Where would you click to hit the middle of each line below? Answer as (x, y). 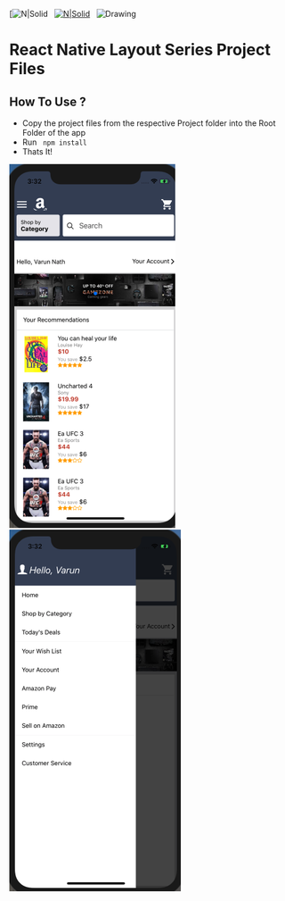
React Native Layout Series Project (140, 50)
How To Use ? (48, 101)
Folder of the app (54, 133)
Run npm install (54, 142)
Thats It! (37, 151)
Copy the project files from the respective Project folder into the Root (149, 123)
